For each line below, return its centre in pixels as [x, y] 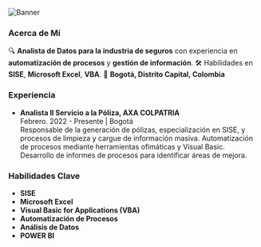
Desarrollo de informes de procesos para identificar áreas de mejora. [133, 155]
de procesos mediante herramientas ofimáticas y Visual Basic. [122, 146]
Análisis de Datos [49, 227]
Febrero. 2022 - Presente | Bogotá [76, 121]
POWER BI [37, 235]
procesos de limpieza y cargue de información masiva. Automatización [136, 138]
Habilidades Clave [44, 176]
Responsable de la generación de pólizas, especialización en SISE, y [132, 129]
